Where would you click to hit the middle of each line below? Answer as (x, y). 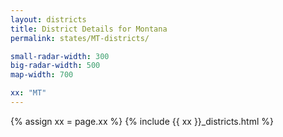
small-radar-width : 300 (60, 56)
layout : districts (48, 19)
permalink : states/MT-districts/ (80, 38)
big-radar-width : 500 (55, 66)
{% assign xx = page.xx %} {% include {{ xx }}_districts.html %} (142, 121)
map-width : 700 (42, 75)
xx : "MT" (28, 93)
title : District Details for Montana (89, 29)
